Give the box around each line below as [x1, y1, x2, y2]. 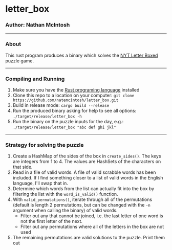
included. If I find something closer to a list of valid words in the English [12, 175, 163, 181]
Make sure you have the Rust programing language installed [12, 87, 140, 93]
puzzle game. [5, 57, 34, 64]
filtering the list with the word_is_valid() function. [12, 191, 119, 197]
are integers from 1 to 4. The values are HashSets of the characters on [12, 158, 161, 165]
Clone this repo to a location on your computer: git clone [12, 93, 135, 99]
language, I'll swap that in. [12, 180, 68, 187]
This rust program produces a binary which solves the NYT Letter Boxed [5, 52, 158, 58]
